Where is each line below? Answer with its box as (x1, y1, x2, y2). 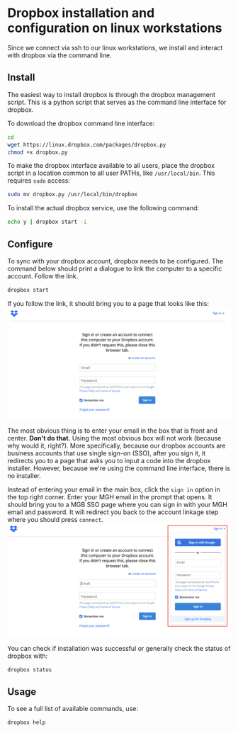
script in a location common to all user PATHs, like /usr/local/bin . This (7, 169, 215, 178)
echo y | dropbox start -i (7, 218, 87, 226)
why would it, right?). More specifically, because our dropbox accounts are (7, 441, 226, 450)
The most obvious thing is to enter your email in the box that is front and (7, 426, 218, 435)
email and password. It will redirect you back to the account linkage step (7, 508, 219, 516)
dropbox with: (7, 652, 48, 660)
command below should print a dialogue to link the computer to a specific (7, 264, 222, 273)
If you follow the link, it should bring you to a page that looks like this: (7, 299, 209, 307)
